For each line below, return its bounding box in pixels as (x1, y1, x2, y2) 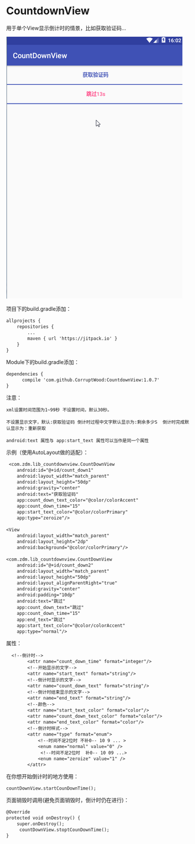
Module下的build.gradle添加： (6, 358, 80, 365)
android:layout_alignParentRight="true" (17, 580, 118, 586)
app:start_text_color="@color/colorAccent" (17, 623, 126, 629)
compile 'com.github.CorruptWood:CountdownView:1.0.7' (21, 377, 160, 383)
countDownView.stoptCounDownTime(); (19, 827, 110, 833)
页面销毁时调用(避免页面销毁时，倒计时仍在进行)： (6, 796, 129, 803)
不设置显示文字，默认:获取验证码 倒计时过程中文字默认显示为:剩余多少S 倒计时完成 (6, 419, 185, 425)
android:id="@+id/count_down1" (17, 467, 94, 473)
